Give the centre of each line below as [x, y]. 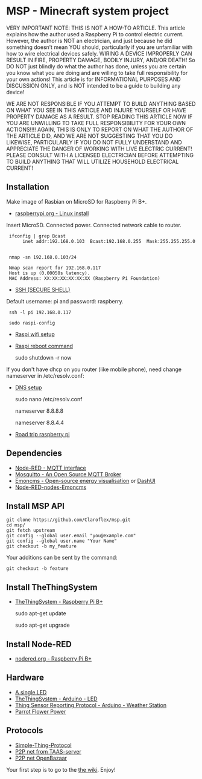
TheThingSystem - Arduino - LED [56, 699]
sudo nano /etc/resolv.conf [49, 399]
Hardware [25, 678]
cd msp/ [16, 525]
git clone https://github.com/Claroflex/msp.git [68, 520]
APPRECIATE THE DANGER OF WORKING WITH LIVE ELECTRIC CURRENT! [99, 149]
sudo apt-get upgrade [43, 625]
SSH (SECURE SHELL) [43, 289]
